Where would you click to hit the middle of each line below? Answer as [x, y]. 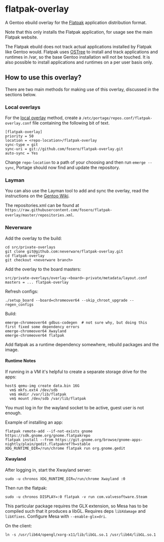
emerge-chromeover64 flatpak [35, 335]
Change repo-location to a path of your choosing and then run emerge [75, 163]
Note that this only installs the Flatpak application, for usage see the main [79, 32]
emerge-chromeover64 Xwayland [36, 331]
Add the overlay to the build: [33, 238]
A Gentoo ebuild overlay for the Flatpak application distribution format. [76, 22]
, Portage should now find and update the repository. [67, 167]
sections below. [21, 94]
